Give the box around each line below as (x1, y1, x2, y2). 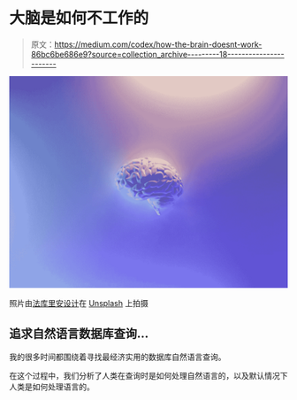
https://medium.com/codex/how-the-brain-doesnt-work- (54, 39, 263, 50)
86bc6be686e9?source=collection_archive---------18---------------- (30, 49, 285, 59)
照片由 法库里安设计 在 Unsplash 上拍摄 (9, 297, 148, 308)
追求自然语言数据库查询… (9, 327, 149, 342)
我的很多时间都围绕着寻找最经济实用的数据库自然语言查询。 (9, 351, 226, 362)
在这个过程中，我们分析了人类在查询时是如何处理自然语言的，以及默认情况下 (9, 370, 288, 381)
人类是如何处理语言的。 (9, 381, 95, 392)
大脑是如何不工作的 (9, 8, 149, 28)
